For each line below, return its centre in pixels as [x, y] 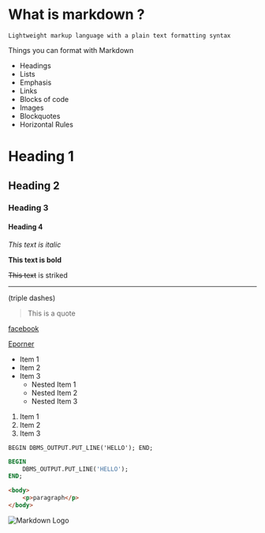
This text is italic [35, 244]
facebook [24, 328]
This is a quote [52, 313]
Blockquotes [40, 115]
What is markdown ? [77, 15]
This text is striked [38, 275]
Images [32, 108]
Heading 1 [41, 157]
